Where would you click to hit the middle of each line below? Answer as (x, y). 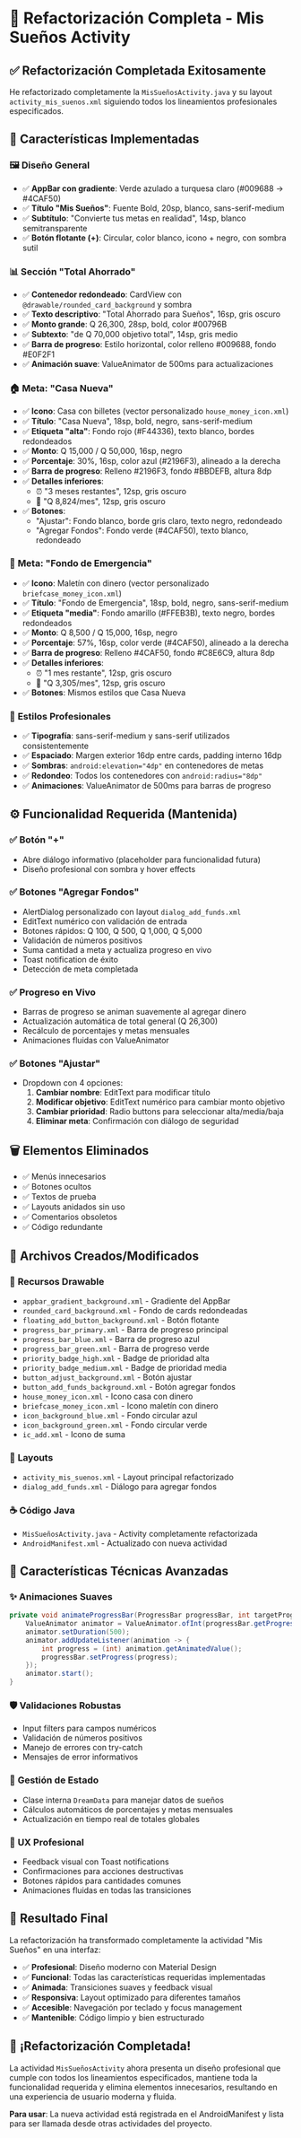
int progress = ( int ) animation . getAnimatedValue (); (142, 1649)
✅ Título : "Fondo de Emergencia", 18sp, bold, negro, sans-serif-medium (155, 602)
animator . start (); (60, 1674)
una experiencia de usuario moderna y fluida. (93, 2096)
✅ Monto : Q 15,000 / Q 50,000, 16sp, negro (102, 451)
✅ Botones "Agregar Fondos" (74, 892)
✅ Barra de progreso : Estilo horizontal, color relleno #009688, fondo (149, 344)
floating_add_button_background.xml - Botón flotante (120, 1320)
